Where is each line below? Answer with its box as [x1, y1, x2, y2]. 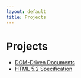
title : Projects [6, 14, 46, 20]
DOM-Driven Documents [14, 59, 75, 66]
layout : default [6, 8, 46, 15]
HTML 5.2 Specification [14, 66, 73, 73]
